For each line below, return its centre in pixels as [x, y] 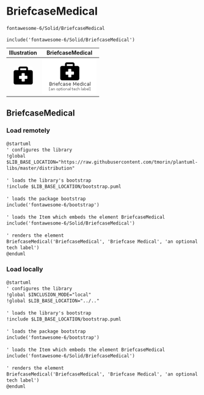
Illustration [23, 53]
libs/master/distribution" [41, 168]
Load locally [25, 269]
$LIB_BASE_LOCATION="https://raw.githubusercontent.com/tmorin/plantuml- [102, 162]
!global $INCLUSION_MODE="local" [49, 295]
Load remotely [28, 130]
